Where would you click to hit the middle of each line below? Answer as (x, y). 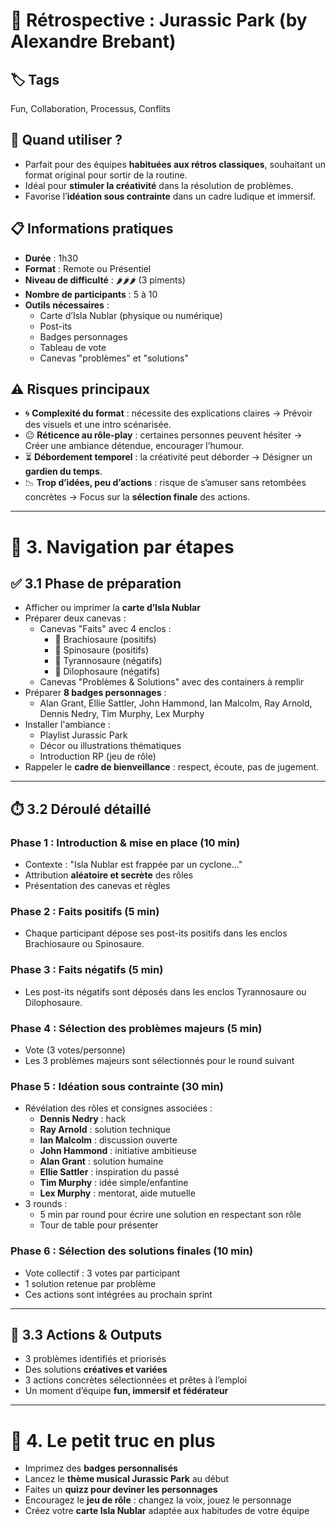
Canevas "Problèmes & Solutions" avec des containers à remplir (171, 682)
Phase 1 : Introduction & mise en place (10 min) (125, 842)
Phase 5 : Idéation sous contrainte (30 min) (117, 1086)
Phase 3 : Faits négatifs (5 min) (87, 970)
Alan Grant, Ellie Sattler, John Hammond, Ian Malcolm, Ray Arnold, (176, 703)
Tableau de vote (73, 347)
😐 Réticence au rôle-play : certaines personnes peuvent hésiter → (163, 435)
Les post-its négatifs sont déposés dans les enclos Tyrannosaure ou (165, 991)
